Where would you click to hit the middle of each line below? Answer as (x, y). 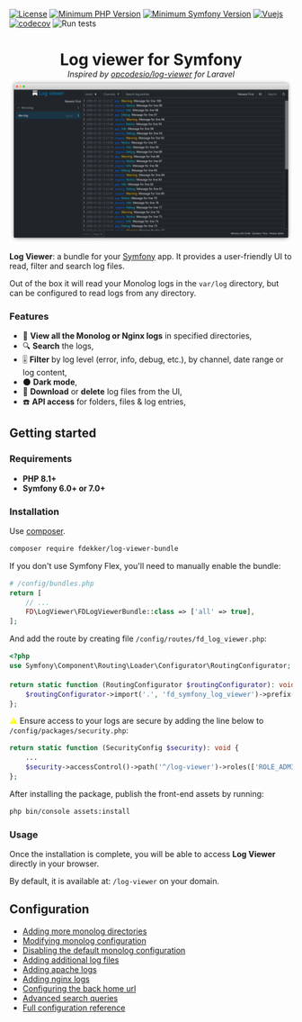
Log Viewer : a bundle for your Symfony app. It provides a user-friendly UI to (151, 256)
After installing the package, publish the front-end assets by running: (137, 793)
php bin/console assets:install (70, 811)
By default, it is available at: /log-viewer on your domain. (115, 882)
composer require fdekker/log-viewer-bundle (94, 548)
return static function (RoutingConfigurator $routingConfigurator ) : (142, 684)
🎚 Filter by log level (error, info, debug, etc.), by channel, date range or (153, 359)
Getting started (53, 434)
